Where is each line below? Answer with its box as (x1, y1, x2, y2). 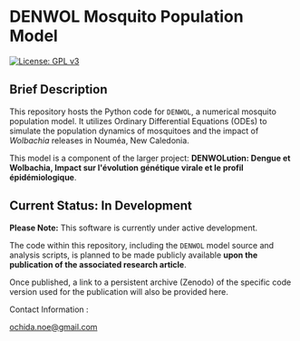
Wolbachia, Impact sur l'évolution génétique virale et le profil (9, 161, 244, 173)
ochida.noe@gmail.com (9, 321, 98, 332)
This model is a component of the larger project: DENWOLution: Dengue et (9, 152, 291, 163)
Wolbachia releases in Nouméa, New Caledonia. (9, 134, 190, 146)
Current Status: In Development (9, 198, 193, 214)
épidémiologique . (9, 171, 77, 182)
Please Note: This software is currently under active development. (9, 222, 258, 233)
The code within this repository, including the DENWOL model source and (9, 239, 275, 250)
